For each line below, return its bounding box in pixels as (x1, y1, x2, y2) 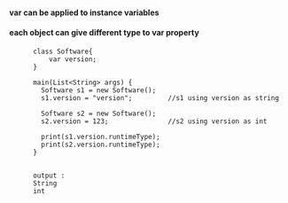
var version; (48, 54, 97, 64)
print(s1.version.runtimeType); (41, 132, 161, 141)
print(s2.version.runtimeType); (41, 140, 161, 149)
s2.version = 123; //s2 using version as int (41, 116, 268, 126)
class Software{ (32, 47, 93, 56)
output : (32, 171, 66, 180)
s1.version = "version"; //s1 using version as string (41, 93, 279, 102)
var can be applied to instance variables (9, 7, 160, 18)
